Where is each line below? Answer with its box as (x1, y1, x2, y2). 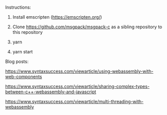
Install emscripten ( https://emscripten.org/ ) (12, 14, 102, 20)
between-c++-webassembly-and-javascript (5, 89, 97, 95)
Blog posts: (5, 59, 29, 65)
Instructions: (5, 5, 31, 10)
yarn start (12, 49, 33, 54)
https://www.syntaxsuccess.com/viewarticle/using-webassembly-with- (5, 68, 153, 74)
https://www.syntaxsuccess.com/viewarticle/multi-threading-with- (5, 98, 144, 104)
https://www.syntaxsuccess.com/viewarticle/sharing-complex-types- (5, 83, 150, 89)
